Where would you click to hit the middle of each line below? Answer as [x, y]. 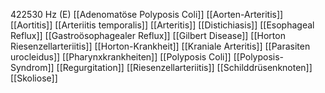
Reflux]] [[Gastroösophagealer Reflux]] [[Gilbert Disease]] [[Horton [148, 35]
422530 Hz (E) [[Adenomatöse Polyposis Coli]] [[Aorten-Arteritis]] [147, 14]
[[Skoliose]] [34, 78]
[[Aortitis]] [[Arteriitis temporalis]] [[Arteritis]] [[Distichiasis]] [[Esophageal [162, 25]
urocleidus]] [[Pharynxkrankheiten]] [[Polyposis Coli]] [121, 57]
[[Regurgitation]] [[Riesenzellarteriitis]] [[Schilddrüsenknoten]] [184, 67]
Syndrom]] [32, 67]
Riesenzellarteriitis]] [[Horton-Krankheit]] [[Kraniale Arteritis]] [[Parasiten [160, 46]
